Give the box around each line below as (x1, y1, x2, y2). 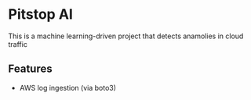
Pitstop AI (8, 5, 73, 23)
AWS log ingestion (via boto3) (19, 83, 116, 92)
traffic (8, 39, 27, 48)
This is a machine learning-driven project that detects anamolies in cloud (8, 31, 244, 41)
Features (8, 62, 53, 76)
